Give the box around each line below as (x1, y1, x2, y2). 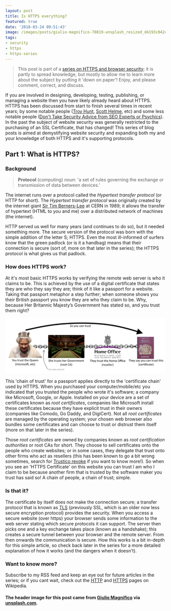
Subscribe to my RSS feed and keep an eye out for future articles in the (5, 572, 155, 578)
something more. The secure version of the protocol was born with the (5, 229, 154, 235)
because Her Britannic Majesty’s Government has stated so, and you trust (5, 302, 160, 308)
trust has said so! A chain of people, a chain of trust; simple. (5, 475, 131, 481)
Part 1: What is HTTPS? (5, 150, 80, 159)
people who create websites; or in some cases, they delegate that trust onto (5, 448, 165, 454)
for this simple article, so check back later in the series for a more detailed (5, 542, 161, 548)
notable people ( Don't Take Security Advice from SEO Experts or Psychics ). (5, 114, 164, 120)
